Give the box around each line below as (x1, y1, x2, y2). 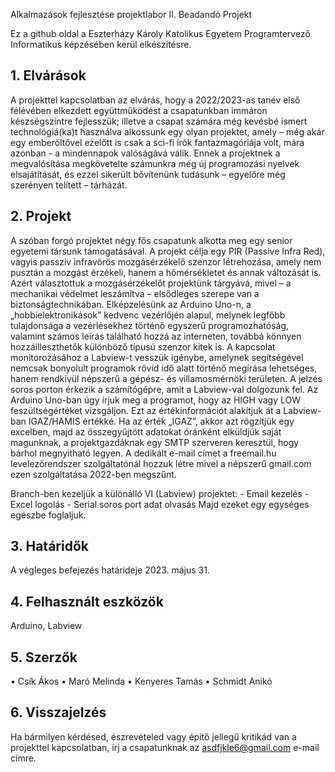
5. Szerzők (10, 649, 78, 666)
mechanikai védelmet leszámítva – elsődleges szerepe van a (10, 287, 260, 299)
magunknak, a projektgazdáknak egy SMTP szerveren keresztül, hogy (10, 436, 300, 448)
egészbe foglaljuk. (10, 509, 87, 521)
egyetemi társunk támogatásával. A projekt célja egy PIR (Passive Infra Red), (10, 245, 326, 257)
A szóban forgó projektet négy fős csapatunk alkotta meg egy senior (10, 234, 293, 246)
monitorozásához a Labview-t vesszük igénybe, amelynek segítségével (10, 351, 304, 363)
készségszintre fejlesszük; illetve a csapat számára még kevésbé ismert (10, 115, 308, 127)
